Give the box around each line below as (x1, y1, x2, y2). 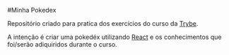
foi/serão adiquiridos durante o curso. (7, 40, 118, 48)
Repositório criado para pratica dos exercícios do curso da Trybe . (7, 19, 199, 27)
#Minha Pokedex (7, 6, 57, 14)
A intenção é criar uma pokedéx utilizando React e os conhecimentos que (7, 33, 222, 41)
